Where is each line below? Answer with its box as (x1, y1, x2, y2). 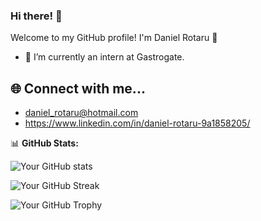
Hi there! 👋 (10, 9, 63, 23)
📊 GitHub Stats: (10, 137, 79, 149)
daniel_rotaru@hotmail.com (24, 107, 139, 119)
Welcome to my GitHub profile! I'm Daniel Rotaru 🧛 (10, 32, 218, 44)
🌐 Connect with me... (10, 80, 146, 97)
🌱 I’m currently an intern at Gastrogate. (24, 51, 185, 63)
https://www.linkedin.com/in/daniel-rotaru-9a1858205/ (24, 117, 251, 129)
